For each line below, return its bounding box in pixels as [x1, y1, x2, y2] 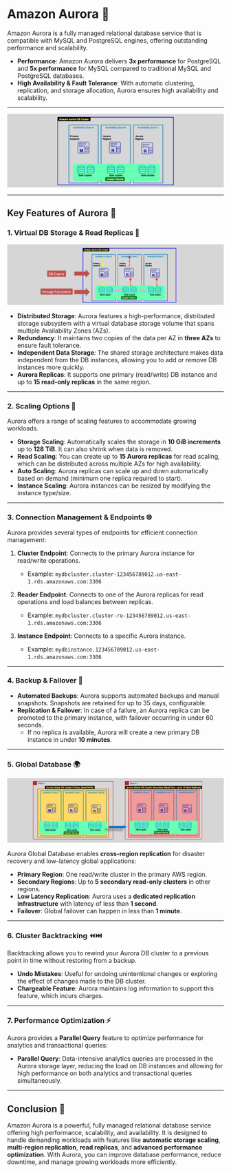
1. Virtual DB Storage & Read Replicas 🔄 [7, 228, 140, 238]
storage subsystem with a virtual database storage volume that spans [16, 319, 214, 327]
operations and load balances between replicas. [16, 597, 153, 605]
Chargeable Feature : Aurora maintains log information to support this [16, 984, 214, 993]
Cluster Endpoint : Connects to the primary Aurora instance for [16, 549, 195, 557]
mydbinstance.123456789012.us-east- [54, 646, 160, 653]
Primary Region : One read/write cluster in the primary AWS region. [16, 870, 208, 878]
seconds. [16, 720, 44, 729]
